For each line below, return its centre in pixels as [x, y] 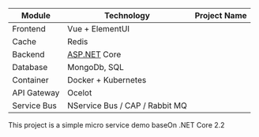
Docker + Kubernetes [107, 80]
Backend [28, 54]
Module [36, 15]
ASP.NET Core [94, 54]
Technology [127, 15]
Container [30, 80]
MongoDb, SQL [96, 67]
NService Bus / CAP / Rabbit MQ [127, 106]
